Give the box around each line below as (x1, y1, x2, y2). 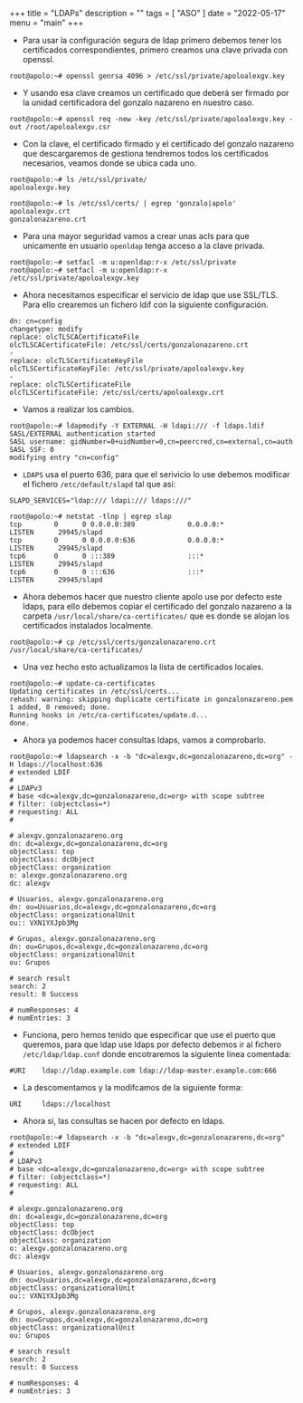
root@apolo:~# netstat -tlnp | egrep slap (9, 512, 172, 521)
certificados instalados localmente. (22, 620, 154, 630)
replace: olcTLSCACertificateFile (9, 332, 140, 341)
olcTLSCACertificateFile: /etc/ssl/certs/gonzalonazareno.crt (9, 341, 249, 350)
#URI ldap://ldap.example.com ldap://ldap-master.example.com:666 (9, 1066, 278, 1075)
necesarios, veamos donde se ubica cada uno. (22, 158, 197, 168)
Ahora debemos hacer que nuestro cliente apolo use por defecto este (22, 591, 283, 601)
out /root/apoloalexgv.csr (9, 122, 111, 131)
